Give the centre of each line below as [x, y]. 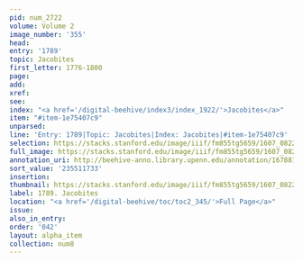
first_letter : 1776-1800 [56, 68]
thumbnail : [30, 185]
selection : [30, 143]
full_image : [32, 151]
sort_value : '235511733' [56, 168]
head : [19, 43]
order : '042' [34, 227]
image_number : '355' [48, 34]
